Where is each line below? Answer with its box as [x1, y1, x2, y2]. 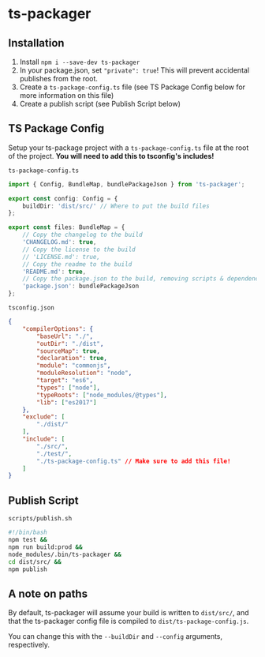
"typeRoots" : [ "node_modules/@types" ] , [36, 391, 168, 399]
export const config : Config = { [8, 194, 118, 202]
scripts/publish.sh [8, 515, 73, 523]
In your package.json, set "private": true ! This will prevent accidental [19, 66, 250, 75]
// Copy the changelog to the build [22, 231, 144, 239]
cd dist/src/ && [8, 558, 62, 565]
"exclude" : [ [22, 413, 65, 421]
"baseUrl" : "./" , [36, 332, 93, 340]
